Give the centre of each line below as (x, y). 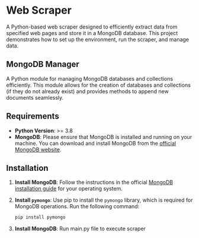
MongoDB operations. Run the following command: (77, 207)
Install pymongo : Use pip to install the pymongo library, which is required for (104, 200)
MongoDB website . (38, 150)
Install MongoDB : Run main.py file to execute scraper (80, 229)
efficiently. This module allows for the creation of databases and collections (99, 85)
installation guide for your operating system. (68, 189)
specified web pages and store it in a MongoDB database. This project (92, 33)
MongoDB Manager (43, 64)
